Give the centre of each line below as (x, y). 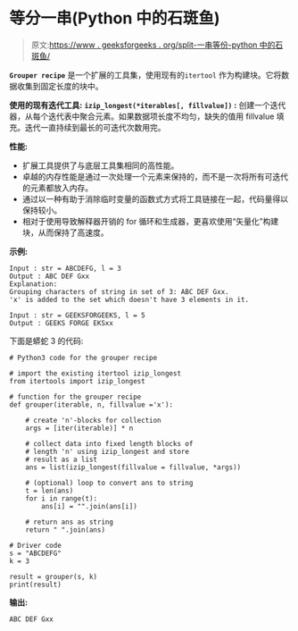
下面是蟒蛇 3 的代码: (46, 341)
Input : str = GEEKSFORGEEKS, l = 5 (77, 315)
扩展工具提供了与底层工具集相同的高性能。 (100, 165)
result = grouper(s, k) (54, 576)
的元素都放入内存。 (58, 188)
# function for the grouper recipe (75, 397)
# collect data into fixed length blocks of (109, 443)
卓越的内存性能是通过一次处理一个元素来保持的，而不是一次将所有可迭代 (155, 176)
